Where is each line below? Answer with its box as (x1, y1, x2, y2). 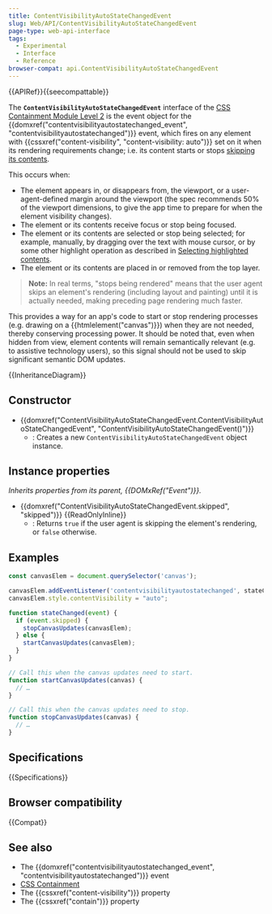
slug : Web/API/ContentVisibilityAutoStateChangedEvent (8, 19, 198, 28)
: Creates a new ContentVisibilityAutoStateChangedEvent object (32, 432, 248, 442)
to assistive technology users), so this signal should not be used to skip (8, 346, 247, 355)
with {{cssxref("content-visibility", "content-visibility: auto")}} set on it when (8, 137, 261, 147)
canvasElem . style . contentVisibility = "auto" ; (8, 594, 168, 602)
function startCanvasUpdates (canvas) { (8, 676, 143, 684)
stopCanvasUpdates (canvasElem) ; (23, 624, 132, 632)
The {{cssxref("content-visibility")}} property (19, 888, 171, 898)
